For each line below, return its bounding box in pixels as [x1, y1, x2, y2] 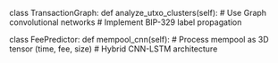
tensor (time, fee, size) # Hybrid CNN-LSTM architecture [9, 43, 218, 54]
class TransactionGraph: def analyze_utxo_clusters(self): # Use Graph [9, 8, 266, 18]
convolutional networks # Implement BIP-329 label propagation [9, 17, 242, 28]
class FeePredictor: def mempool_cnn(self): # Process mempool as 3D [9, 35, 270, 44]
